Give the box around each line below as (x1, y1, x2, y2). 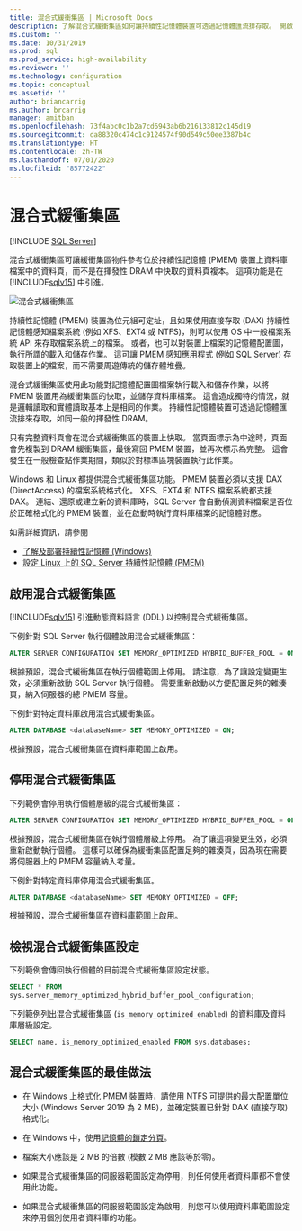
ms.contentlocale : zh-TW (9, 147, 102, 156)
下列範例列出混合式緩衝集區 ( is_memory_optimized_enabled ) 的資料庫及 (9, 1009, 271, 1018)
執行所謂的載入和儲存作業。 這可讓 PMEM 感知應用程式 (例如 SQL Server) (9, 348, 281, 360)
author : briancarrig (9, 96, 87, 106)
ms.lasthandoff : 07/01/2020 (9, 155, 115, 165)
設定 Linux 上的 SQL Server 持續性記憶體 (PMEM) (22, 557, 205, 568)
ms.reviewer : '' (9, 64, 70, 73)
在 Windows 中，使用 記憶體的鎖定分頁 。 (22, 1132, 173, 1143)
